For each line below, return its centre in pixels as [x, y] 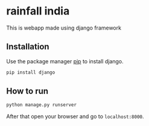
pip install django [31, 72]
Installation [28, 47]
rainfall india [38, 11]
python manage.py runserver [42, 105]
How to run [27, 91]
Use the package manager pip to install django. [65, 61]
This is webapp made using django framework [64, 28]
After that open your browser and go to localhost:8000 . [75, 116]
